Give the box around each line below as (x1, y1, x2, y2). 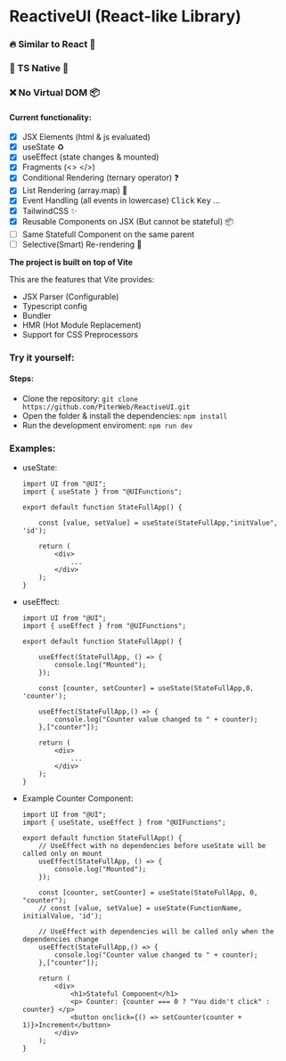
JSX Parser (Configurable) (21, 291, 119, 302)
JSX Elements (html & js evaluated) (21, 132, 151, 143)
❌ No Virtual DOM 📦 (9, 86, 100, 99)
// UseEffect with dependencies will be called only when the (38, 927, 274, 936)
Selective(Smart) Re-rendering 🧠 (21, 239, 143, 249)
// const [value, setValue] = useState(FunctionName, (38, 904, 242, 913)
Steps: (9, 373, 34, 384)
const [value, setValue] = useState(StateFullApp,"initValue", (38, 518, 278, 527)
